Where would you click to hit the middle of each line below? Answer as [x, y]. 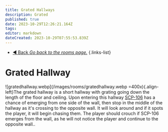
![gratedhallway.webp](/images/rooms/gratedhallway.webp [66, 87]
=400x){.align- [143, 87]
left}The [14, 92]
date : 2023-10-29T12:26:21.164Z [39, 24]
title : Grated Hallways [30, 10]
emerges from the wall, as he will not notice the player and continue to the [82, 118]
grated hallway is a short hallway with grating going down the [86, 92]
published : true [22, 19]
